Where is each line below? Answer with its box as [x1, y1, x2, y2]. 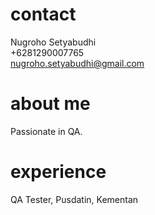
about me [10, 93, 91, 115]
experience [10, 161, 107, 183]
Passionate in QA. [10, 125, 83, 137]
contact [10, 3, 77, 26]
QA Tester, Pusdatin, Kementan [10, 193, 139, 205]
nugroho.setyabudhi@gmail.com [10, 57, 145, 69]
